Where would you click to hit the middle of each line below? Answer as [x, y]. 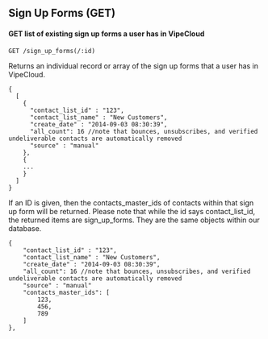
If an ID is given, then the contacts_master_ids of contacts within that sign [131, 203]
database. [25, 228]
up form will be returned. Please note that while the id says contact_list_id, [132, 211]
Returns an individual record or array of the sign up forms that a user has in [134, 66]
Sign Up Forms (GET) [62, 13]
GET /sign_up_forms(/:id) [52, 51]
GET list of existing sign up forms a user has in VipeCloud [107, 33]
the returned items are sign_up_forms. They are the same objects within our [134, 220]
